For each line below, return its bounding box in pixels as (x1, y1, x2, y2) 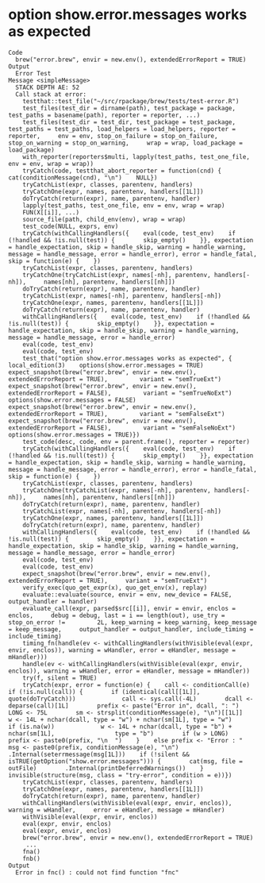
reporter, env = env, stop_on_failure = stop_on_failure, (8, 132, 218, 140)
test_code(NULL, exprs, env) (22, 222, 119, 230)
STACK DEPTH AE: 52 (15, 83, 80, 91)
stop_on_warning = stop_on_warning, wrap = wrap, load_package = (8, 139, 244, 147)
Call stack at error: (15, 90, 87, 98)
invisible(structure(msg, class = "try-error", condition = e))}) (8, 771, 232, 779)
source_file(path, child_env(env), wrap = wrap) (22, 215, 186, 223)
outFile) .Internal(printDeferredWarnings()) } (8, 764, 204, 772)
